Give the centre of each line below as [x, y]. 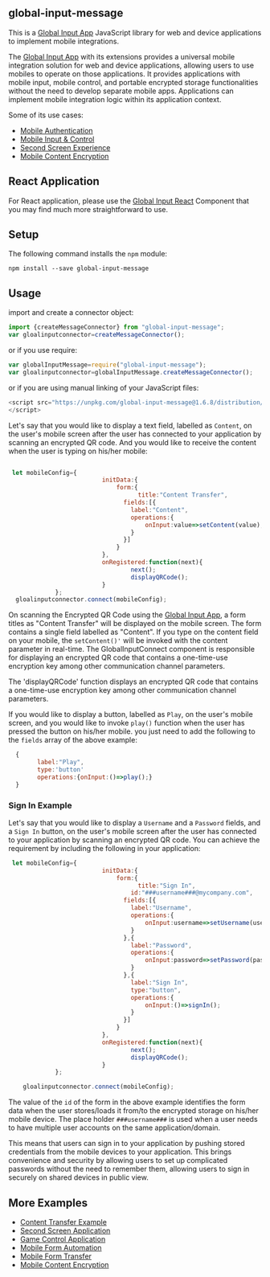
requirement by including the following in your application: [104, 848]
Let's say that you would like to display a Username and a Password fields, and [135, 822]
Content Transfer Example [63, 1222]
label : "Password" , [162, 945]
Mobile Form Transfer [56, 1256]
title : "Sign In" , [167, 886]
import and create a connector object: [71, 313]
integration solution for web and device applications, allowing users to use [131, 65]
